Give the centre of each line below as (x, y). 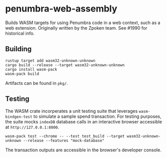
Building (18, 49)
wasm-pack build (22, 74)
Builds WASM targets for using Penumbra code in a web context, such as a (83, 23)
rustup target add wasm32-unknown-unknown (50, 61)
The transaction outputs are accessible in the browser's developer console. (83, 150)
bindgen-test (19, 117)
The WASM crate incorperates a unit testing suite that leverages (71, 111)
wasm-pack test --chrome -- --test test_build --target (65, 136)
